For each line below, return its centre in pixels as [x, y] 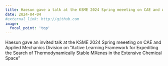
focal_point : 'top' [30, 28]
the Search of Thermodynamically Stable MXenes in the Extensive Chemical [83, 53]
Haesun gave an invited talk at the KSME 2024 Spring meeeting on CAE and [83, 42]
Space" [13, 58]
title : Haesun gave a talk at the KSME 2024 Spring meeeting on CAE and [82, 10]
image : [12, 24]
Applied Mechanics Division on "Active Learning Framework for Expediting [82, 48]
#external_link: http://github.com [42, 19]
